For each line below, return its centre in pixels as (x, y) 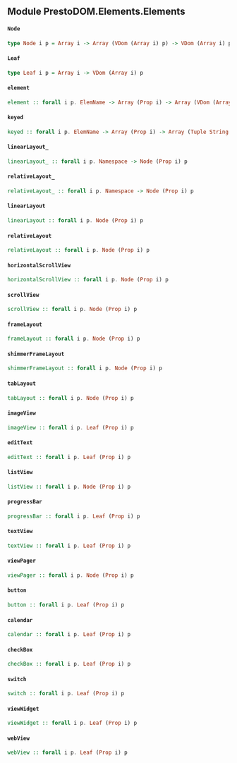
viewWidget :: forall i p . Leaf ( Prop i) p (72, 723)
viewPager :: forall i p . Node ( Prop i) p (71, 575)
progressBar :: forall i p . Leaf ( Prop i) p (74, 516)
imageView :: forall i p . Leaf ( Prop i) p (71, 427)
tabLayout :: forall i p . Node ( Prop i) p (71, 398)
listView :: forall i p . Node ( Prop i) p (69, 487)
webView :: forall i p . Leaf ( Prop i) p (68, 753)
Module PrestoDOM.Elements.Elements (96, 12)
